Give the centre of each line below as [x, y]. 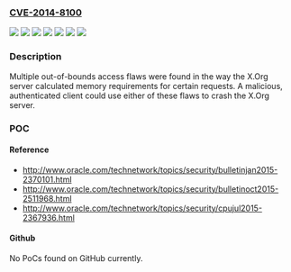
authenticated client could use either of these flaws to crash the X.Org [140, 95]
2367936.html [48, 217]
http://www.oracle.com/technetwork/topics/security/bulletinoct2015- [150, 189]
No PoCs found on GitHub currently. [76, 258]
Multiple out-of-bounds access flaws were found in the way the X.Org [139, 76]
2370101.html [47, 179]
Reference [29, 150]
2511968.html [47, 198]
